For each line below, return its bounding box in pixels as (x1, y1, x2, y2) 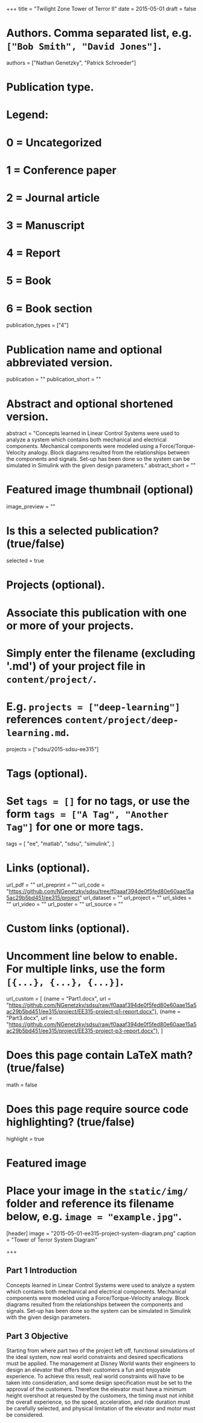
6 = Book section (6, 302, 92, 315)
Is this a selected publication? (6, 524, 159, 538)
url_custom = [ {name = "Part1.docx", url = (6, 995, 112, 1002)
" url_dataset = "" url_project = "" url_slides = (79, 894, 192, 901)
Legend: (6, 108, 49, 122)
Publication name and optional (6, 343, 163, 356)
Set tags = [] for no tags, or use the (6, 795, 190, 808)
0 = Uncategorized (6, 135, 102, 149)
